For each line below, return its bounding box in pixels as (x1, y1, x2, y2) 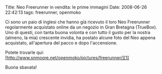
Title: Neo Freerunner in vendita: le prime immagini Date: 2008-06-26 (5, 4, 147, 10)
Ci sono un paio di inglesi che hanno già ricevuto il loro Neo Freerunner (5, 19, 150, 25)
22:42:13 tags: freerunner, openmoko (5, 9, 81, 15)
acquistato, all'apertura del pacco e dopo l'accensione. (5, 40, 118, 46)
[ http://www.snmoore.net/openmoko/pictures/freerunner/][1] (5, 55, 129, 61)
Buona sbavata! (5, 64, 37, 70)
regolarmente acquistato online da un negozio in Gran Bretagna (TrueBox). (5, 24, 158, 30)
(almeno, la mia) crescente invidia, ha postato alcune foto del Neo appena (5, 35, 156, 40)
